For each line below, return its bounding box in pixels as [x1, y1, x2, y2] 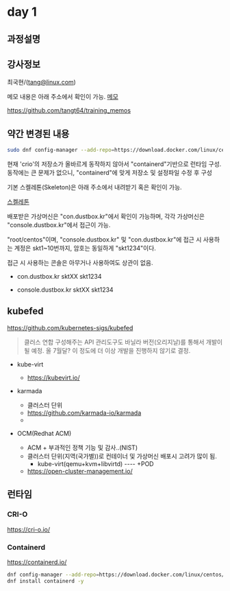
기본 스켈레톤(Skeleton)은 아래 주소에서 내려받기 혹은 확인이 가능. [7, 183, 183, 192]
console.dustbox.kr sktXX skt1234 [16, 286, 114, 294]
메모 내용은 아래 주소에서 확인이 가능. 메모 [7, 93, 118, 101]
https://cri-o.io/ [7, 525, 51, 533]
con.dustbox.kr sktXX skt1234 [16, 273, 102, 281]
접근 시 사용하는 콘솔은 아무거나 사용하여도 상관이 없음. [7, 259, 153, 267]
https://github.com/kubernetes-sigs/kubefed [7, 323, 133, 332]
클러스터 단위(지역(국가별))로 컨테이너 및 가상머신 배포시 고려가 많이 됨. [27, 452, 217, 460]
